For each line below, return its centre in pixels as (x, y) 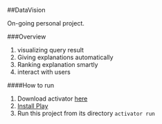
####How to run (31, 85)
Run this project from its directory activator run (86, 113)
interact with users (44, 72)
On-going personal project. (46, 23)
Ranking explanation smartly (57, 64)
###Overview (27, 37)
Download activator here (52, 99)
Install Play (33, 106)
